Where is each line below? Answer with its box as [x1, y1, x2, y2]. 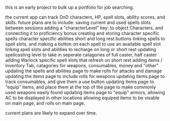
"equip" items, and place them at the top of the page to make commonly [5, 84, 156, 90]
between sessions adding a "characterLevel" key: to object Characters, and [5, 25, 163, 31]
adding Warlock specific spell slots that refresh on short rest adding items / [5, 57, 162, 63]
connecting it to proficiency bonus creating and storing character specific [5, 30, 159, 36]
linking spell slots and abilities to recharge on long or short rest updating [5, 47, 156, 52]
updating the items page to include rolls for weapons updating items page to [5, 73, 165, 79]
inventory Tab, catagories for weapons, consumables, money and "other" [5, 63, 159, 68]
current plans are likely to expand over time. [5, 110, 97, 116]
